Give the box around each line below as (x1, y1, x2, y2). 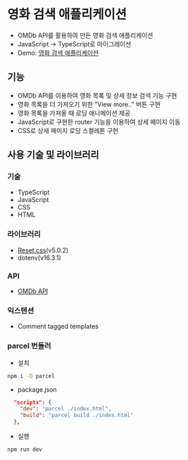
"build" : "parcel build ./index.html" (20, 412, 134, 419)
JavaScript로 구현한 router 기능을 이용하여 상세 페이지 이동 (17, 117, 181, 126)
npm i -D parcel (7, 372, 55, 380)
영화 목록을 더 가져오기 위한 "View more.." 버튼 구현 (17, 100, 161, 108)
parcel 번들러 (7, 341, 51, 351)
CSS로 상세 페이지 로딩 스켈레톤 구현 (17, 126, 118, 134)
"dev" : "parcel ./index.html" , (20, 405, 112, 412)
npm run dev (7, 446, 42, 453)
